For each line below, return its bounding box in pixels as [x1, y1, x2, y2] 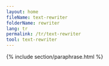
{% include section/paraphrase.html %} [6, 53, 104, 60]
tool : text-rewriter [6, 37, 58, 43]
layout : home [6, 8, 39, 15]
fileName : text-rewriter [6, 14, 68, 20]
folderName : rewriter [6, 20, 60, 26]
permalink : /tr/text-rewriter [6, 31, 82, 37]
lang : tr [6, 25, 28, 32]
